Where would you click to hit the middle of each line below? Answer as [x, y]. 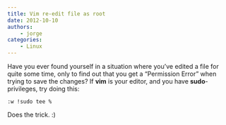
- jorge [31, 33]
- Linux [31, 46]
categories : [25, 40]
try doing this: [59, 89]
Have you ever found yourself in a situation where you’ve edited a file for [113, 66]
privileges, [23, 89]
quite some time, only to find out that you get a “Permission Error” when [112, 74]
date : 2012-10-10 [33, 20]
